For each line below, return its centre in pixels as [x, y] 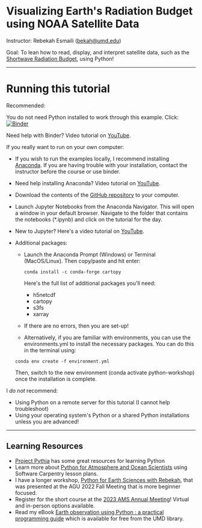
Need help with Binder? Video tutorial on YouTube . [69, 135]
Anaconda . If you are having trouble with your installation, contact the [101, 165]
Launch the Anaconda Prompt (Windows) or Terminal [90, 254]
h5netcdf [44, 294]
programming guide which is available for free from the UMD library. [99, 518]
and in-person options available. [55, 506]
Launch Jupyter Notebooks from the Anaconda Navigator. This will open [104, 206]
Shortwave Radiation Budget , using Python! [60, 59]
